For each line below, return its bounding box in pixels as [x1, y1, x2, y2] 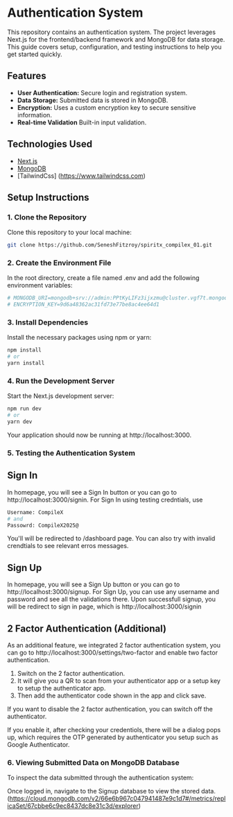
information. [17, 110, 52, 119]
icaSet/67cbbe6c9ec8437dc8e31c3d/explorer [7, 802, 139, 810]
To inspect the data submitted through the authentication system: [7, 773, 194, 782]
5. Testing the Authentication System [7, 448, 135, 458]
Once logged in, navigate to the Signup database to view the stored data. [7, 787, 216, 795]
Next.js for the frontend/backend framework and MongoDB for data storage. [7, 35, 225, 43]
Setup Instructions [7, 191, 89, 203]
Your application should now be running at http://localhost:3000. [7, 431, 192, 439]
